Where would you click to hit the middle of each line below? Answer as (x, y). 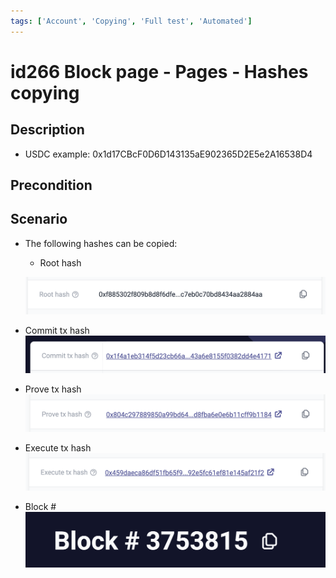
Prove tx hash (53, 389)
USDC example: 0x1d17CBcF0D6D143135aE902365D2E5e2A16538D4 (168, 154)
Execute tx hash (58, 447)
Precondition (51, 185)
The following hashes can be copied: (101, 243)
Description (47, 130)
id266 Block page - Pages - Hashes (159, 71)
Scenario (39, 219)
